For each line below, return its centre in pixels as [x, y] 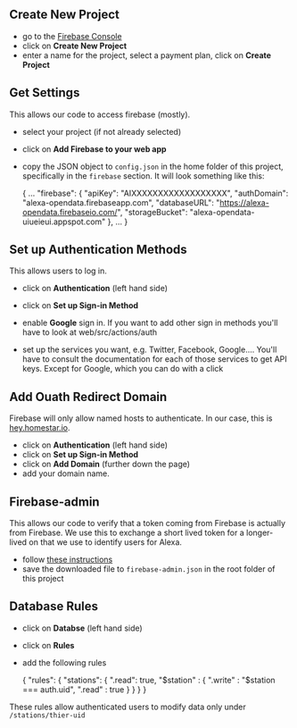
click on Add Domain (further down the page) [106, 464]
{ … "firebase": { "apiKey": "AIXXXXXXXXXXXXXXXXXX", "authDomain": [155, 193]
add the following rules [64, 662]
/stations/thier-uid [48, 715]
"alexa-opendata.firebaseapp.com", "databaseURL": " [121, 202]
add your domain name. [66, 473]
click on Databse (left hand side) [82, 628]
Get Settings [45, 93]
